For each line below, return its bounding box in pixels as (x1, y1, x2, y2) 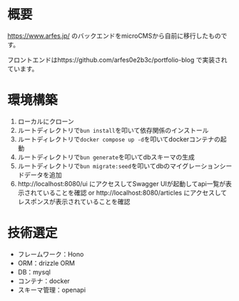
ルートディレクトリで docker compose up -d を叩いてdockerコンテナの (17, 135, 221, 143)
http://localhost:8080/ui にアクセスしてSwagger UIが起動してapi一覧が (17, 179, 226, 188)
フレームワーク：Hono (17, 250, 84, 258)
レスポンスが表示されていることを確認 (17, 197, 131, 205)
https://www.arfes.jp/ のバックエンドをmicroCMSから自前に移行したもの (7, 31, 221, 40)
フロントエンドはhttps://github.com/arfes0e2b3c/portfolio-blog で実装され (7, 55, 228, 64)
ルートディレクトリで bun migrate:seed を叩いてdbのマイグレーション (17, 161, 220, 170)
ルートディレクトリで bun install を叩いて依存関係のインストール (17, 126, 209, 134)
